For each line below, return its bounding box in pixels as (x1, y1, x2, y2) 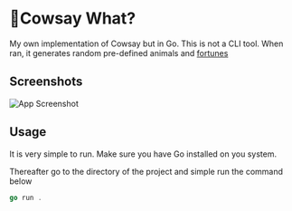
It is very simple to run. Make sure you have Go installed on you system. (9, 149, 278, 159)
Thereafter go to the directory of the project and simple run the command (9, 166, 283, 177)
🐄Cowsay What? (9, 8, 137, 29)
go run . (9, 193, 42, 202)
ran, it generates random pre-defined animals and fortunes (9, 47, 229, 58)
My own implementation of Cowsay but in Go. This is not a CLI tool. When (9, 38, 284, 49)
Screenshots (9, 74, 83, 90)
